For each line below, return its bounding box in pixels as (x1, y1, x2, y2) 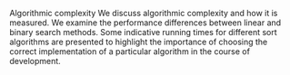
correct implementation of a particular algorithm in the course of (9, 46, 250, 57)
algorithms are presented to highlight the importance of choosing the (9, 36, 268, 47)
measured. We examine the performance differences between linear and (9, 17, 282, 28)
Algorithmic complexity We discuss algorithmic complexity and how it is (9, 8, 278, 18)
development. (9, 56, 61, 66)
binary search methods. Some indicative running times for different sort (9, 27, 277, 37)
